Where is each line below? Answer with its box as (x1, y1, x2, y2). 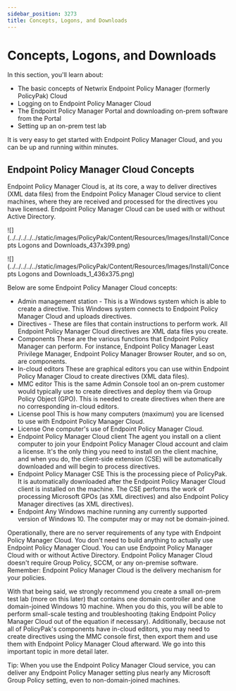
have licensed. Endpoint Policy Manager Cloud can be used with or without (7, 205, 225, 213)
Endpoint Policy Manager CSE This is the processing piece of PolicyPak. (17, 470, 228, 478)
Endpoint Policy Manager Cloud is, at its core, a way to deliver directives (7, 182, 217, 191)
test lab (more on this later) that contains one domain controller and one (7, 595, 216, 603)
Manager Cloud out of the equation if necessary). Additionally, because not (7, 618, 226, 626)
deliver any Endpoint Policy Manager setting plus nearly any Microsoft (7, 668, 211, 677)
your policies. (7, 574, 47, 582)
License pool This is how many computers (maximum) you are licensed (17, 410, 224, 418)
